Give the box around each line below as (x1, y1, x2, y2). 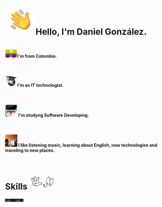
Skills (5, 181, 28, 192)
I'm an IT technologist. (17, 82, 64, 88)
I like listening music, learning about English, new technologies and (18, 142, 158, 148)
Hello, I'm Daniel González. (36, 26, 147, 38)
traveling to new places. (5, 147, 55, 153)
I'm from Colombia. (17, 53, 57, 59)
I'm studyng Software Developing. (18, 112, 89, 118)
